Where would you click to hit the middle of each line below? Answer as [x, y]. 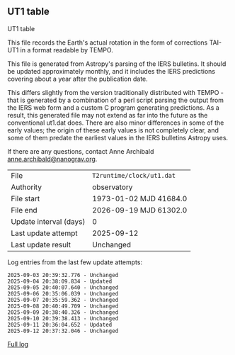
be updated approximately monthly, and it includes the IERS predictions [111, 71]
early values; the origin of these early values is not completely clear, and [113, 130]
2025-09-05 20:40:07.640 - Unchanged [63, 287]
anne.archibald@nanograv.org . [52, 159]
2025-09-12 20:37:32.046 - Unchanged [63, 331]
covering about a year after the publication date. [78, 79]
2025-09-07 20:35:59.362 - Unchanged [63, 300]
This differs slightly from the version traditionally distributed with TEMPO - [116, 92]
